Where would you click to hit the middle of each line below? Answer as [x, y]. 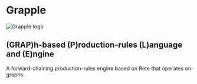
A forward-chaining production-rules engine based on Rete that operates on [99, 68]
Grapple [26, 10]
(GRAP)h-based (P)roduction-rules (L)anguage [94, 45]
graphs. [15, 75]
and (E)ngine [30, 54]
